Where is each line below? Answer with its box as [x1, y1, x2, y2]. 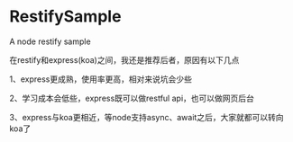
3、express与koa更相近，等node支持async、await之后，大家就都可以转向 [9, 111, 284, 122]
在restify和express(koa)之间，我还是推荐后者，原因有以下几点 [9, 54, 240, 65]
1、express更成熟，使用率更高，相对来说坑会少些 [9, 74, 192, 84]
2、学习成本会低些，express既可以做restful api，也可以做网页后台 [9, 93, 255, 103]
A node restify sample [9, 36, 92, 47]
